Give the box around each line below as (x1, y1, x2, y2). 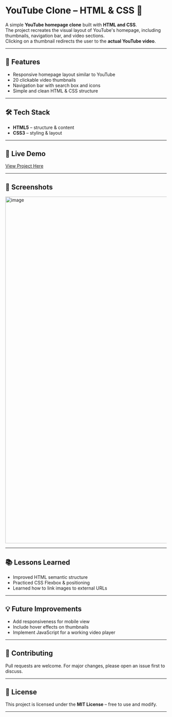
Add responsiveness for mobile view (12, 618, 90, 625)
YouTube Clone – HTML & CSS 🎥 (5, 5, 143, 16)
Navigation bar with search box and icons (12, 82, 101, 88)
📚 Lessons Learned (5, 558, 70, 567)
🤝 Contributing (5, 649, 53, 658)
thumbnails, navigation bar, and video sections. (5, 32, 105, 39)
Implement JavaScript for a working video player (12, 629, 116, 635)
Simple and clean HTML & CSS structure (12, 87, 98, 94)
